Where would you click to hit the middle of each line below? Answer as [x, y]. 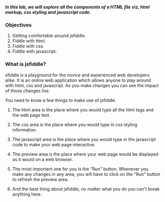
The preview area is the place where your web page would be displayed [85, 154]
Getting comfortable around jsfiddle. [49, 36]
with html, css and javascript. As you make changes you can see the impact [82, 85]
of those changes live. [28, 91]
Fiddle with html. [29, 41]
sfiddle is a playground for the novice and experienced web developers [77, 75]
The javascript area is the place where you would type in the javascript [84, 139]
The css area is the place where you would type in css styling [75, 124]
